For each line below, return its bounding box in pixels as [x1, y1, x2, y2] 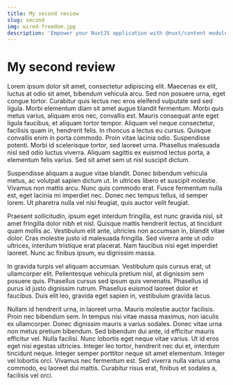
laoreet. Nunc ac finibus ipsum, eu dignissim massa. [7, 249, 156, 257]
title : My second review [7, 10, 79, 17]
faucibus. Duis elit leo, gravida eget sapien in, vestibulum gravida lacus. [7, 292, 212, 300]
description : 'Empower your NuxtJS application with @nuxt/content [7, 29, 207, 37]
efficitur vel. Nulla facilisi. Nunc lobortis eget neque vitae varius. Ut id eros [7, 334, 220, 343]
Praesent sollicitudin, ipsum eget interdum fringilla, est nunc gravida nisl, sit [7, 212, 223, 220]
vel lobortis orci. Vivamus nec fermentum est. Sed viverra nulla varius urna [7, 357, 221, 365]
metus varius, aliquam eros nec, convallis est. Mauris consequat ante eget [7, 111, 219, 120]
